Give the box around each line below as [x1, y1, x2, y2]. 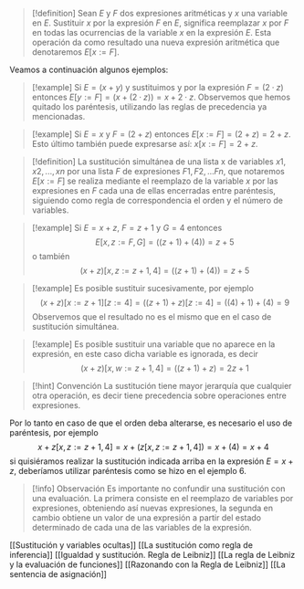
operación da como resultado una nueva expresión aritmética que [31, 37, 280, 47]
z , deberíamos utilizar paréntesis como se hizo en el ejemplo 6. [9, 466, 246, 476]
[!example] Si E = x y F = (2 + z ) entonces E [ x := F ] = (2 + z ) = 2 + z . [31, 129, 291, 140]
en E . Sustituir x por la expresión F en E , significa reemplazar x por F [31, 17, 289, 28]
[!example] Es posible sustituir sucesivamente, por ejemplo [31, 283, 254, 293]
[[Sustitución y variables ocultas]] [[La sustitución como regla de [9, 540, 254, 551]
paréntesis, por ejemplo [9, 427, 99, 437]
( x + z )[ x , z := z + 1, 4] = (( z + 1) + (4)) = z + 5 [79, 265, 250, 276]
